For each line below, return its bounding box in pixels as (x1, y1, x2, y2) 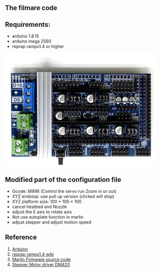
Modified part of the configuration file (5, 176, 122, 184)
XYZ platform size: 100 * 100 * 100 (12, 199, 82, 205)
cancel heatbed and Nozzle (12, 204, 67, 210)
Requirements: (5, 20, 51, 29)
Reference (5, 233, 37, 241)
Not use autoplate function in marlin (12, 214, 84, 220)
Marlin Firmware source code (12, 256, 71, 262)
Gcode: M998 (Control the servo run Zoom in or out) (12, 189, 117, 194)
